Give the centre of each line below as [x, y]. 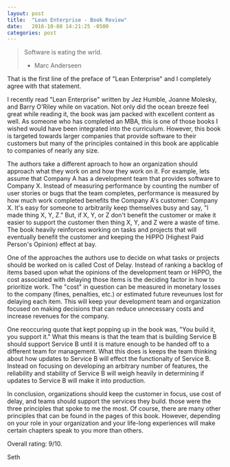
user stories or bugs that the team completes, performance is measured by [113, 193]
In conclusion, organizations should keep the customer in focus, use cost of [114, 394]
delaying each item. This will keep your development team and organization [114, 302]
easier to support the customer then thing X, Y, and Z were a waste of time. [114, 222]
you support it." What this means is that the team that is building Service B [112, 337]
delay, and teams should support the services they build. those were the [109, 401]
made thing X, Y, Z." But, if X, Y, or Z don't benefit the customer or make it [112, 215]
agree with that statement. [44, 86]
